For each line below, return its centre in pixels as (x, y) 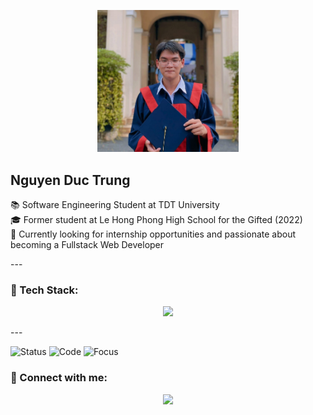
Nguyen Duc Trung (70, 180)
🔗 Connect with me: (59, 378)
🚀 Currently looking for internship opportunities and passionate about (153, 234)
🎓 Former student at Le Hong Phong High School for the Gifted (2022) (156, 220)
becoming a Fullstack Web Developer (87, 245)
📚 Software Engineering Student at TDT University (115, 205)
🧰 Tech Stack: (44, 290)
